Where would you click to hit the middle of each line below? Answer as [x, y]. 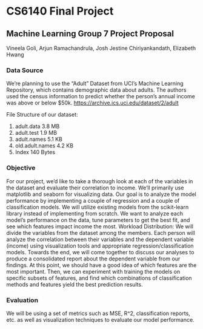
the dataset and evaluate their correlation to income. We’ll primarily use [95, 188]
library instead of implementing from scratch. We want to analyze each [95, 213]
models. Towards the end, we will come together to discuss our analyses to [100, 252]
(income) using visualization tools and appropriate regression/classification [100, 246]
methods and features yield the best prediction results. [75, 284]
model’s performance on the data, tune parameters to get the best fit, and [98, 220]
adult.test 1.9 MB [36, 133]
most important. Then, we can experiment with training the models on [93, 271]
